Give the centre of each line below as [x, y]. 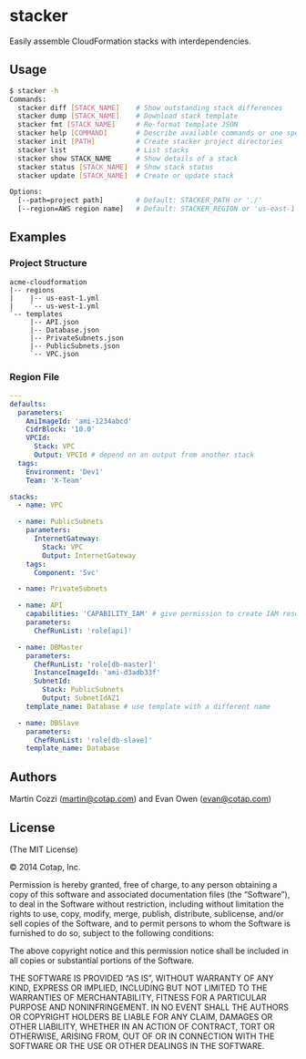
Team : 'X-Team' [55, 480]
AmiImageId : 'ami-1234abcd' [79, 421]
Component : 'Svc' [66, 572]
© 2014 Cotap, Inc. [45, 867]
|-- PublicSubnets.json [75, 346]
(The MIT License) [44, 849]
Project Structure [48, 263]
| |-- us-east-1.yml [55, 298]
